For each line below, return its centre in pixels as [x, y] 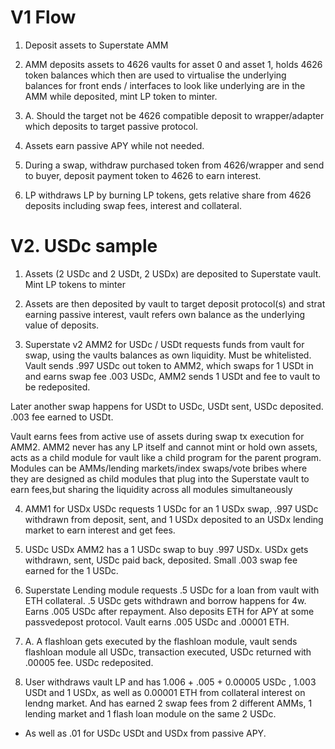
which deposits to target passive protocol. [111, 126]
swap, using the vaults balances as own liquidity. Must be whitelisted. [168, 355]
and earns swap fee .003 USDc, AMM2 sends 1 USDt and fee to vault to [172, 376]
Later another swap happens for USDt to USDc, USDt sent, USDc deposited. [167, 406]
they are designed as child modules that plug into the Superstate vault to [160, 478]
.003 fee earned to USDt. [62, 417]
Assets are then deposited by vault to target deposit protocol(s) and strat [175, 303]
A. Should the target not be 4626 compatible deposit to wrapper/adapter [174, 115]
